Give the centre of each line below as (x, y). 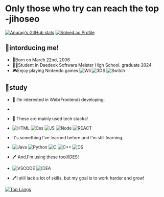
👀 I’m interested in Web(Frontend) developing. (59, 99)
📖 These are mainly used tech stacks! (50, 119)
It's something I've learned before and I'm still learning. (68, 137)
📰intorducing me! (32, 48)
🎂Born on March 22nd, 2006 (41, 60)
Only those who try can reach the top (82, 9)
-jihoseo (23, 19)
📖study (16, 88)
